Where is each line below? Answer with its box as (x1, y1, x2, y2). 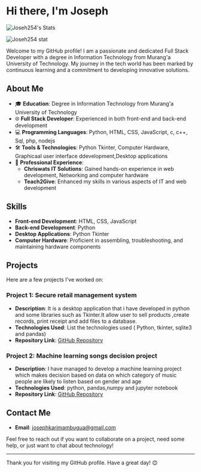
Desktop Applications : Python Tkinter (14, 230, 109, 237)
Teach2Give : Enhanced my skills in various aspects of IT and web (23, 178, 187, 185)
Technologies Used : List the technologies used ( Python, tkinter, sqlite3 (14, 323, 193, 331)
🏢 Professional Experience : (14, 159, 84, 166)
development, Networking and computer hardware (23, 171, 149, 178)
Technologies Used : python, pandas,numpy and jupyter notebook (14, 384, 178, 391)
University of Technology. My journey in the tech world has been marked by (6, 60, 193, 67)
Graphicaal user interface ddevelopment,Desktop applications (14, 152, 168, 159)
